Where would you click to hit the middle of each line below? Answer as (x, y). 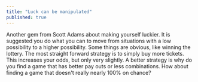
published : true (26, 17)
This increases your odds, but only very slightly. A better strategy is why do (99, 60)
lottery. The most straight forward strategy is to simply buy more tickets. (95, 53)
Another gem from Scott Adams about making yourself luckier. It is (88, 34)
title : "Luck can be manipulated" (49, 12)
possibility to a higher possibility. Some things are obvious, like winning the (98, 47)
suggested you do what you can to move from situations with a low (89, 41)
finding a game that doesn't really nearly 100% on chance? (79, 72)
